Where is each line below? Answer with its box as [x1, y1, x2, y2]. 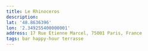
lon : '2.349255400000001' [6, 25, 70, 31]
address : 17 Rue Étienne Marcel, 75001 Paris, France [6, 30, 143, 36]
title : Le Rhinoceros [6, 8, 60, 15]
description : [6, 14, 39, 20]
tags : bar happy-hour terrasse [6, 36, 84, 42]
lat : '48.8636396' [6, 19, 52, 25]
